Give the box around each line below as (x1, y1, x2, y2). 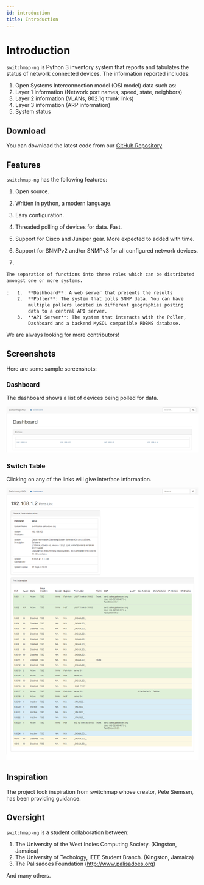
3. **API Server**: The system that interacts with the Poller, (17, 314, 187, 320)
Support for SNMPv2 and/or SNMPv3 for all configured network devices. (15, 247, 199, 254)
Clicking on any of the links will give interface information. (6, 476, 152, 483)
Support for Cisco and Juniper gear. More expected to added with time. (15, 235, 195, 243)
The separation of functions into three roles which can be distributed (6, 272, 195, 278)
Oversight (6, 812, 45, 823)
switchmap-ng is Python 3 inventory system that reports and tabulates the (6, 64, 189, 71)
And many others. (6, 872, 51, 879)
